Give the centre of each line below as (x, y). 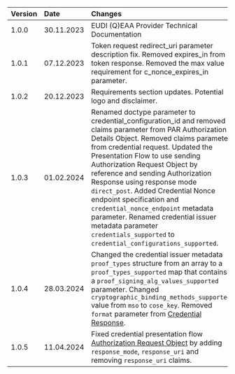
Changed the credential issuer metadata (157, 254)
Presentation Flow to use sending (145, 156)
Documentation (116, 34)
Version (24, 14)
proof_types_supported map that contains (159, 272)
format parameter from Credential (146, 314)
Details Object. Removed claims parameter (161, 138)
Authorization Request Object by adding (156, 343)
